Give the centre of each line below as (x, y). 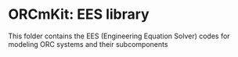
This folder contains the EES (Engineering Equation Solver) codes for (119, 36)
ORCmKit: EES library (79, 14)
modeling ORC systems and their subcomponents (88, 44)
